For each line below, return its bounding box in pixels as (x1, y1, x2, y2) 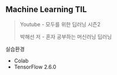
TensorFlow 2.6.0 (14, 63, 56, 70)
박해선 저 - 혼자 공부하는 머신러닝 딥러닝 (19, 33, 112, 40)
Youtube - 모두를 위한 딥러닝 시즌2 (19, 20, 101, 28)
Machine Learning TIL (5, 5, 87, 15)
